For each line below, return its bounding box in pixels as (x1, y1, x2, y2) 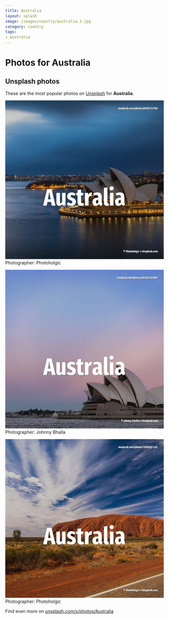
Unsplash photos (5, 77, 60, 86)
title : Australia (5, 8, 42, 13)
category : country (5, 24, 44, 29)
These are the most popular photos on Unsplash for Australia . (5, 91, 134, 96)
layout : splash (5, 13, 37, 19)
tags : (5, 29, 17, 35)
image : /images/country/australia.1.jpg (5, 19, 92, 24)
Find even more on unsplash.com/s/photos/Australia (5, 608, 114, 614)
